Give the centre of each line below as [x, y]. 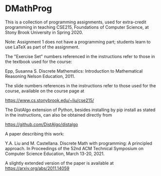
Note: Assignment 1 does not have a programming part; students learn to [78, 41]
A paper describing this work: [35, 134]
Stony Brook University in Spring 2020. [44, 32]
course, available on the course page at [45, 91]
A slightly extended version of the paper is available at [59, 163]
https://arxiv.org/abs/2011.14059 [37, 168]
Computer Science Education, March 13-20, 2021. [55, 154]
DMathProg [29, 9]
